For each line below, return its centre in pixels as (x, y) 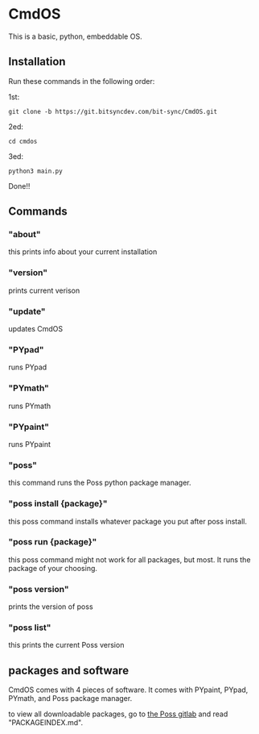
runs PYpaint (29, 444)
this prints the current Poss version (66, 645)
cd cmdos (23, 141)
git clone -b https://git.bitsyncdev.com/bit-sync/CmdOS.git (113, 111)
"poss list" (30, 628)
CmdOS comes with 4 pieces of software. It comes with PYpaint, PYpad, (128, 690)
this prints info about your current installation (83, 252)
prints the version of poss (51, 607)
